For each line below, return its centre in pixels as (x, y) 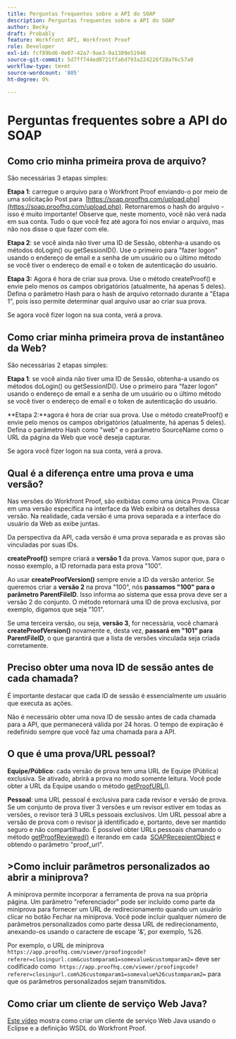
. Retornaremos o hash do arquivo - (172, 207)
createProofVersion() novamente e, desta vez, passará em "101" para (110, 630)
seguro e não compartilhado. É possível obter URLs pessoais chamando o (114, 829)
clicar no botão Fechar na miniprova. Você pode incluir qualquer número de (117, 917)
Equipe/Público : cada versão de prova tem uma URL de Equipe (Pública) (113, 771)
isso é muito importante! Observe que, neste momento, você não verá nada (117, 214)
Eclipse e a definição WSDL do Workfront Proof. (77, 1028)
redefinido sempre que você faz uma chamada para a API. (92, 732)
